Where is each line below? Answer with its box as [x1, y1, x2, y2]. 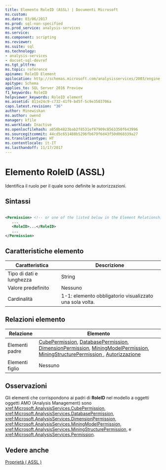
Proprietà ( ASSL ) [5, 459, 42, 465]
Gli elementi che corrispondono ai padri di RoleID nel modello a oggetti [5, 395, 149, 401]
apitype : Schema [5, 81, 39, 86]
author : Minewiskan [5, 108, 45, 114]
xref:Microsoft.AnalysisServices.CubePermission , [5, 405, 106, 411]
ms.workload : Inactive [5, 122, 52, 127]
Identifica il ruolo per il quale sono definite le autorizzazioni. [5, 183, 127, 188]
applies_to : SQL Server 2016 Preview [5, 85, 83, 91]
